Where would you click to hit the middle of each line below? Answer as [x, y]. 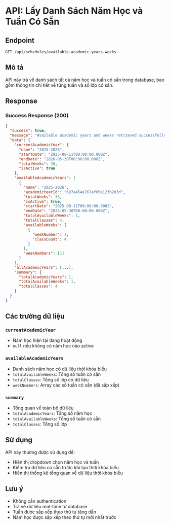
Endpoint [20, 40]
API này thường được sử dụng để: [40, 452]
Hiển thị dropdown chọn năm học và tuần [56, 462]
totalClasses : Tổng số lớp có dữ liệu [51, 379]
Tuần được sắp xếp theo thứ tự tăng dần [54, 512]
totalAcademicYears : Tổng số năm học [52, 413]
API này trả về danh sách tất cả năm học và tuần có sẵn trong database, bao [85, 80]
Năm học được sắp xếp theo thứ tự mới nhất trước [65, 517]
